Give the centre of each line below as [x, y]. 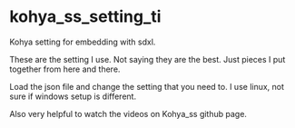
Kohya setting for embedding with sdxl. [83, 42]
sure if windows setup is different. [73, 96]
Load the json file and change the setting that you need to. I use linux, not [147, 86]
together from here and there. [65, 69]
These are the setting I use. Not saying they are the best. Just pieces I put [147, 59]
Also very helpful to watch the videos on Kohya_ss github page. [128, 113]
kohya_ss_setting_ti [85, 17]
